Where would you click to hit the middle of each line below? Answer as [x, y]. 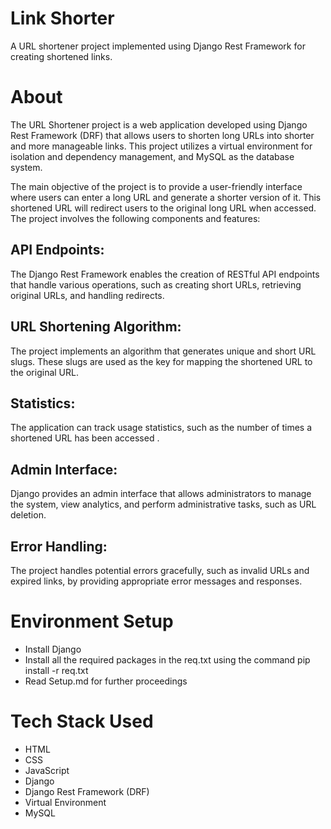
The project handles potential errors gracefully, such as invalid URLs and [160, 570]
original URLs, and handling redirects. [87, 295]
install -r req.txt [56, 670]
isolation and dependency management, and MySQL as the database [152, 156]
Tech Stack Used [82, 721]
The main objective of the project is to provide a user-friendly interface [156, 186]
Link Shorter [62, 18]
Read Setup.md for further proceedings [106, 681]
